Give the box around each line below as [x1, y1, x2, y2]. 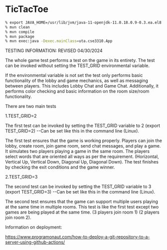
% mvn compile [5, 29, 35, 34]
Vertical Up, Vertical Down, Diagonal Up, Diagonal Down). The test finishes [5, 159, 159, 165]
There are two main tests [5, 103, 56, 109]
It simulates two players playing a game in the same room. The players [5, 148, 150, 154]
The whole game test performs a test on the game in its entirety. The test [5, 57, 155, 63]
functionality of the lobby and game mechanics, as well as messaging [5, 77, 149, 83]
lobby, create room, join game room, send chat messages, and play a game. [5, 143, 161, 149]
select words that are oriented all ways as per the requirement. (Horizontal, [5, 153, 159, 159]
